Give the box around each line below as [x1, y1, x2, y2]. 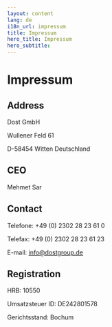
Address [7, 100, 45, 111]
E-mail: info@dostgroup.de [7, 248, 84, 256]
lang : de [7, 17, 32, 24]
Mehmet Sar [7, 183, 43, 191]
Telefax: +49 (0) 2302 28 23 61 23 [7, 234, 105, 243]
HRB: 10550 [7, 286, 41, 295]
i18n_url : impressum [7, 23, 67, 30]
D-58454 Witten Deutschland [7, 144, 91, 153]
